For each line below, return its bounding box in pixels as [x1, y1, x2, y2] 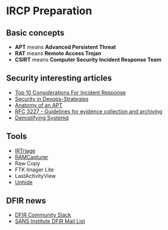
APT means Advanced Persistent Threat [14, 43, 116, 50]
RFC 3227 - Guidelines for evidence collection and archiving [14, 108, 163, 115]
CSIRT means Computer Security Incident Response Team [14, 56, 162, 63]
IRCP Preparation [6, 4, 93, 18]
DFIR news [6, 196, 46, 206]
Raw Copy [14, 159, 40, 167]
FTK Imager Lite [14, 166, 55, 173]
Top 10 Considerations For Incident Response [14, 89, 126, 96]
